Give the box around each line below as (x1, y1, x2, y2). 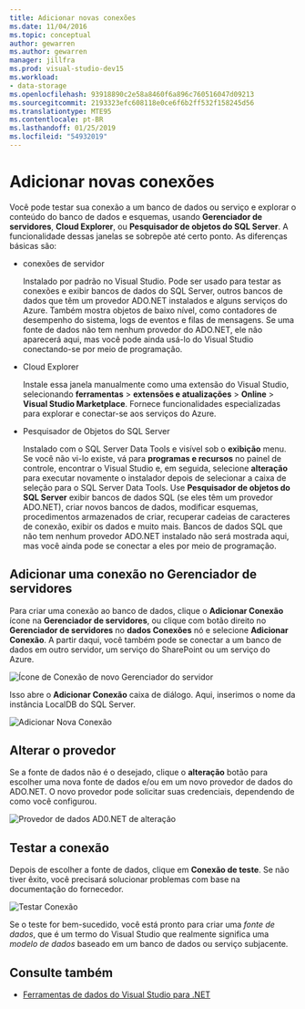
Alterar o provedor (9, 743, 117, 758)
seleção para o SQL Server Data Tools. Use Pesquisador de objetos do (22, 482, 291, 493)
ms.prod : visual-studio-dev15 (9, 65, 125, 74)
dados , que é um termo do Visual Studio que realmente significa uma (9, 929, 269, 940)
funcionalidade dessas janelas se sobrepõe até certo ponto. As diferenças (9, 230, 289, 242)
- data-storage (9, 81, 67, 90)
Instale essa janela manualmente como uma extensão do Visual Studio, (22, 379, 290, 390)
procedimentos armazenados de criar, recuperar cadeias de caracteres (22, 511, 290, 522)
